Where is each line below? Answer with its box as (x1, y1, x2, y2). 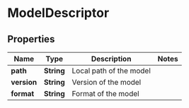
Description (91, 54, 132, 64)
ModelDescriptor (7, 5, 110, 21)
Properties (7, 33, 55, 45)
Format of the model (71, 89, 139, 98)
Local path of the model (71, 66, 151, 76)
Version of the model (71, 78, 142, 87)
